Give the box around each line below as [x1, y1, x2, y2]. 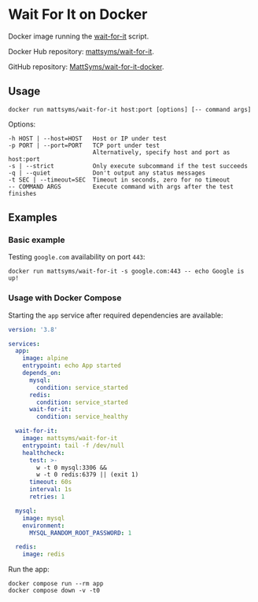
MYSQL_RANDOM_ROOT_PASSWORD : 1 [28, 529, 132, 537]
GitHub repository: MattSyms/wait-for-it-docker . [8, 61, 164, 72]
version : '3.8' [8, 325, 58, 333]
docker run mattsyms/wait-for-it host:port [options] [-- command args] [8, 105, 252, 113]
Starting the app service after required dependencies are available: [8, 310, 223, 320]
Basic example [8, 234, 65, 245]
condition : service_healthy [36, 413, 128, 421]
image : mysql [22, 514, 65, 522]
